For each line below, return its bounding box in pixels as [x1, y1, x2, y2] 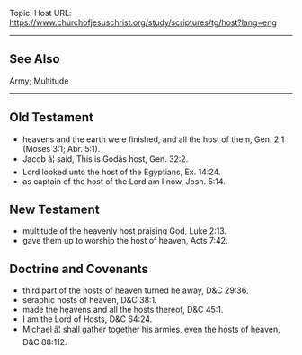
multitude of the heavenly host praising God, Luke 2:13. [22, 226, 227, 236]
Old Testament [9, 110, 94, 125]
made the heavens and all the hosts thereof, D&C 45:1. [22, 305, 224, 315]
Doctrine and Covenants [9, 261, 148, 277]
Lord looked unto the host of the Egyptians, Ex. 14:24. [22, 166, 221, 177]
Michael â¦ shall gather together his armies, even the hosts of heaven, [22, 324, 280, 335]
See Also [9, 51, 60, 67]
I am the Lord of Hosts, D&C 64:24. [22, 314, 153, 324]
